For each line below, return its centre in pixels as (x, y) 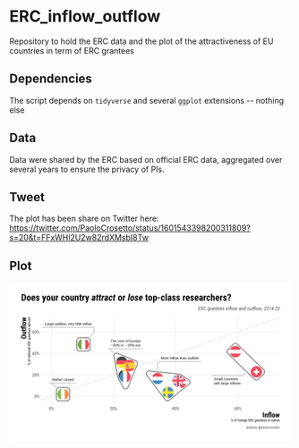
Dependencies (51, 79)
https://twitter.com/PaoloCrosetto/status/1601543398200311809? (130, 228)
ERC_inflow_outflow (85, 17)
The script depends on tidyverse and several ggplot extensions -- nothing (147, 100)
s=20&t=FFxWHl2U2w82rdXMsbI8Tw (79, 238)
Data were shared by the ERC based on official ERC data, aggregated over (146, 159)
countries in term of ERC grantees (72, 50)
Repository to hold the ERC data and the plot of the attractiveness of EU (141, 41)
